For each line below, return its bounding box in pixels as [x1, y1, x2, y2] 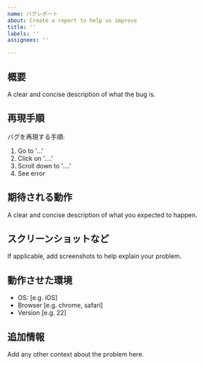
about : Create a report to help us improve [7, 17, 138, 24]
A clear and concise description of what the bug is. [7, 90, 156, 98]
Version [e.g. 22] [17, 308, 67, 317]
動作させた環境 [7, 274, 73, 286]
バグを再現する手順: [7, 132, 66, 141]
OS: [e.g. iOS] [17, 294, 58, 302]
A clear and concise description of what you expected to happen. [7, 210, 198, 219]
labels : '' [7, 30, 40, 37]
